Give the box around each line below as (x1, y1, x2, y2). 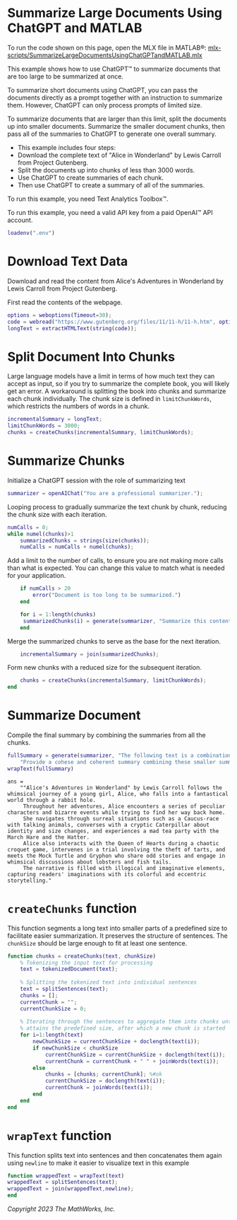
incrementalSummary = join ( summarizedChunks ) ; (20, 651, 159, 658)
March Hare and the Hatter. (7, 833, 90, 841)
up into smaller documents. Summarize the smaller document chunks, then (7, 122, 225, 130)
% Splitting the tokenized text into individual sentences (20, 979, 197, 986)
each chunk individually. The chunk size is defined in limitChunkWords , (7, 395, 212, 403)
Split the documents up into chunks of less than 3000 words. (17, 165, 195, 174)
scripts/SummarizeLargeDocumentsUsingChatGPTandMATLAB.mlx (7, 51, 202, 59)
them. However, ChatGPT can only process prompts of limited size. (7, 100, 202, 109)
